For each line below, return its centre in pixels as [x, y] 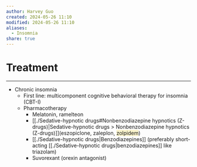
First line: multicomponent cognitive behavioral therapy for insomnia [106, 96]
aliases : [17, 28]
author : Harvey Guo [30, 11]
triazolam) [44, 151]
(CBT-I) [32, 102]
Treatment [32, 68]
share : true [21, 39]
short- [183, 139]
